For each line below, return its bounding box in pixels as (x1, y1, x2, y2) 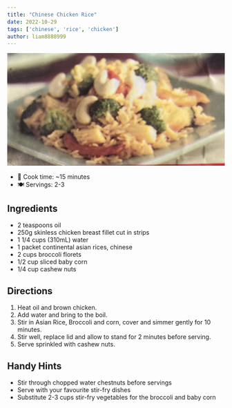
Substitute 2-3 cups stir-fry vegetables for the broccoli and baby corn (17, 394, 216, 402)
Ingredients (7, 203, 58, 214)
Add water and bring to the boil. (17, 311, 108, 319)
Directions (7, 285, 53, 297)
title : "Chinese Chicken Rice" (7, 11, 97, 18)
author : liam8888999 (7, 33, 67, 40)
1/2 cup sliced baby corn (17, 258, 88, 266)
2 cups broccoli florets (17, 251, 81, 259)
